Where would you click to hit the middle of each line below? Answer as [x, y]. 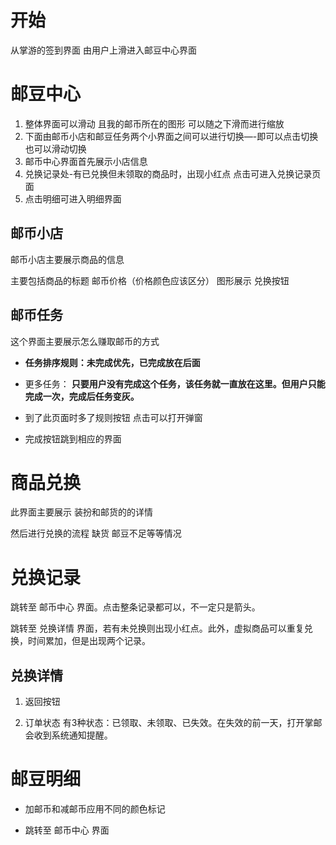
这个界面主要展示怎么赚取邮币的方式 [85, 341]
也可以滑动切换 [55, 148]
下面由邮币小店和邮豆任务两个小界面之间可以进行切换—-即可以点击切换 [171, 136]
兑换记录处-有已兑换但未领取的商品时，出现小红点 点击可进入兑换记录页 [173, 173]
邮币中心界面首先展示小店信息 [86, 161]
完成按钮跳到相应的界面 [73, 438]
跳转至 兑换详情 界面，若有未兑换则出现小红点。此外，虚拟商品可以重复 [157, 628]
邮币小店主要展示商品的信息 [67, 259]
